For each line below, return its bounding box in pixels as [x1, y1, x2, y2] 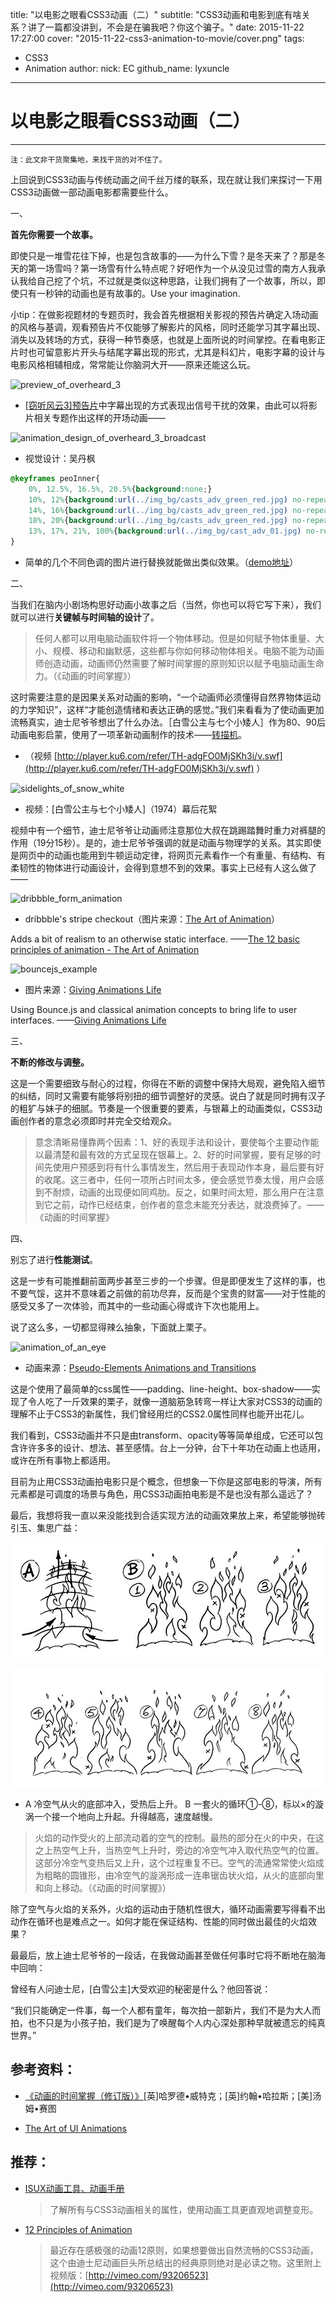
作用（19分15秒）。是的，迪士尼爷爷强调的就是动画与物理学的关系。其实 [10, 837, 305, 849]
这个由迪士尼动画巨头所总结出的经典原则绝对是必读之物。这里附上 [49, 2256, 322, 2268]
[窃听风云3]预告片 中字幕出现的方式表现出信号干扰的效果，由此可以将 [24, 399, 309, 411]
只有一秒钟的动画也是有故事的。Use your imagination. [18, 287, 241, 299]
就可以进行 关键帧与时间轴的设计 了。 [10, 611, 160, 623]
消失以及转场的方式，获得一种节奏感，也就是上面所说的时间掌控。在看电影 [10, 333, 317, 345]
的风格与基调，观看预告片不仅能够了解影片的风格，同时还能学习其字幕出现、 [10, 321, 326, 333]
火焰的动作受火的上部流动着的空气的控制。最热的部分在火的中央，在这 [34, 1832, 325, 1844]
